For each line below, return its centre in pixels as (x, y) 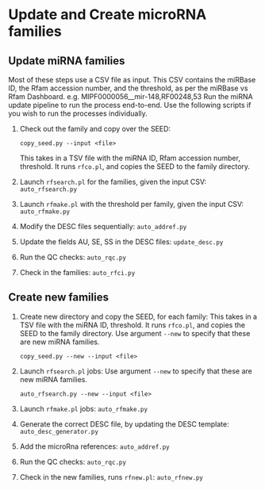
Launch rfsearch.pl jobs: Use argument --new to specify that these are (136, 371)
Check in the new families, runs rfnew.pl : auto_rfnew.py (111, 477)
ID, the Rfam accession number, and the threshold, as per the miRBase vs (128, 88)
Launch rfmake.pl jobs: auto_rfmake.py (84, 408)
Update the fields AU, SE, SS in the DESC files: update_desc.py (121, 242)
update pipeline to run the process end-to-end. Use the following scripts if (130, 105)
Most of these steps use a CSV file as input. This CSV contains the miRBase (132, 80)
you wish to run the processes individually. (78, 113)
